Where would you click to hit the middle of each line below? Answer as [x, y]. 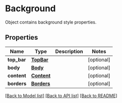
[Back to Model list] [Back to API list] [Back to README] [61, 96]
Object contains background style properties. [51, 22]
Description [69, 51]
